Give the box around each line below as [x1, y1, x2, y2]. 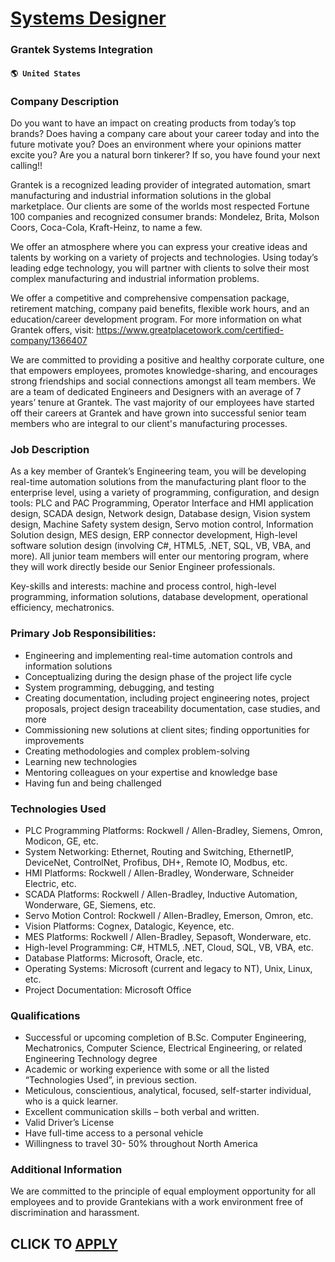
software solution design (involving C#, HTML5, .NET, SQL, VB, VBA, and [10, 540, 312, 552]
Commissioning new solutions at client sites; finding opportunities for [24, 723, 310, 736]
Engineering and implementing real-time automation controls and [24, 649, 293, 661]
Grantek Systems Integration [10, 43, 153, 57]
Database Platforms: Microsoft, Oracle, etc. [24, 952, 203, 964]
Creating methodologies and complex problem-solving [24, 745, 250, 757]
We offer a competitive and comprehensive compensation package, [10, 292, 290, 304]
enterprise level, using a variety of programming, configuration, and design [10, 487, 320, 499]
